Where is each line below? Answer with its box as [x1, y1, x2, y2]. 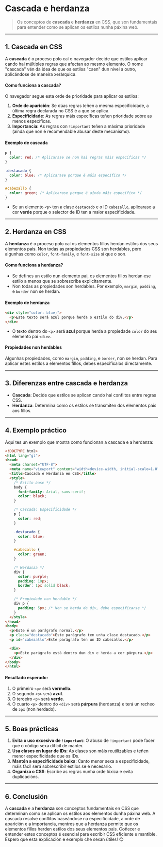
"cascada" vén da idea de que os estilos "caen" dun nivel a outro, [5, 66, 137, 72]
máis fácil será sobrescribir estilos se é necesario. [12, 763, 113, 769]
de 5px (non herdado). [12, 706, 56, 712]
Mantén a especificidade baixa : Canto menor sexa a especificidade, [12, 758, 150, 764]
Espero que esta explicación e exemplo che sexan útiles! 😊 [5, 836, 124, 842]
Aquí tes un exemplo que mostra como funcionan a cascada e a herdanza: [5, 439, 154, 445]
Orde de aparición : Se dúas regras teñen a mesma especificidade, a [12, 103, 149, 108]
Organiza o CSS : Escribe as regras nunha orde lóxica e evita [12, 769, 133, 775]
